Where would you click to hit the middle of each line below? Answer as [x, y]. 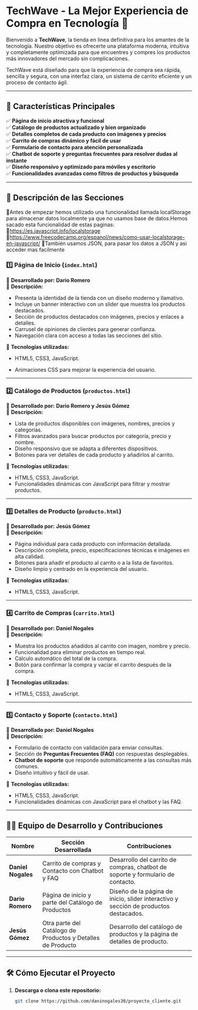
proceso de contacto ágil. [37, 82]
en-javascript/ [23, 243]
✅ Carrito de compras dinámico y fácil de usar [64, 140]
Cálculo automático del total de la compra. [66, 658]
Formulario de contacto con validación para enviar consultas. [89, 748]
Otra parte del [61, 923]
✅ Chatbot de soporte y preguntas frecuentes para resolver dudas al [92, 154]
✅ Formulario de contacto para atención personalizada [75, 147]
